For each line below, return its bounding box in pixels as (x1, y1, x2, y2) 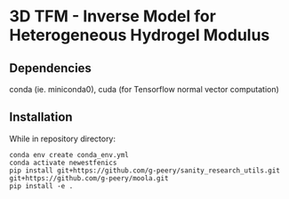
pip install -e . (9, 181, 74, 190)
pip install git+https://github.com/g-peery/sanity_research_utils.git (9, 166, 280, 175)
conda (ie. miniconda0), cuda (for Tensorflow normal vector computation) (9, 84, 280, 94)
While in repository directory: (9, 133, 116, 144)
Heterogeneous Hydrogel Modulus (9, 25, 270, 45)
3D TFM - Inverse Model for (9, 6, 216, 27)
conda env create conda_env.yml (9, 150, 129, 159)
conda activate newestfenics (9, 158, 117, 167)
